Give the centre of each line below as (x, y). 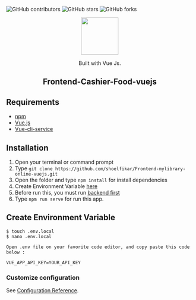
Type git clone (34, 168)
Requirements (33, 102)
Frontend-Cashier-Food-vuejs (100, 82)
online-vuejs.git (36, 174)
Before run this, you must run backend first (67, 193)
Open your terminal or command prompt (64, 162)
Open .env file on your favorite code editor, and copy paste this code (98, 247)
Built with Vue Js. (100, 63)
